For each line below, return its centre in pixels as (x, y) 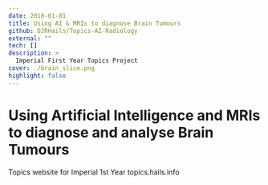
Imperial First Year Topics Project (77, 61)
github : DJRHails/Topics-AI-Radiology (73, 31)
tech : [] (23, 46)
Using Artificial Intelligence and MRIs (134, 115)
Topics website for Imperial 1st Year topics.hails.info (94, 172)
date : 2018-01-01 (37, 16)
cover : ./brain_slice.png (51, 68)
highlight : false (37, 76)
